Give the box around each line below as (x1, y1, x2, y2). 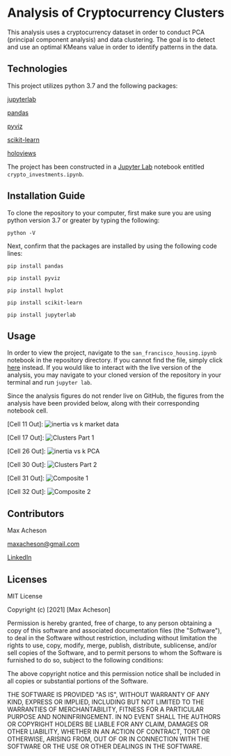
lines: (7, 249, 23, 257)
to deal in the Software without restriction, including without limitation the (7, 634, 217, 642)
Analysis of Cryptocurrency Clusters (7, 5, 225, 21)
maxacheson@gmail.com (7, 540, 80, 548)
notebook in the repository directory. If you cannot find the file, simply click (7, 356, 223, 364)
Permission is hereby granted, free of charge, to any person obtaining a (7, 619, 212, 627)
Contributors (7, 507, 65, 520)
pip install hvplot (7, 287, 64, 294)
